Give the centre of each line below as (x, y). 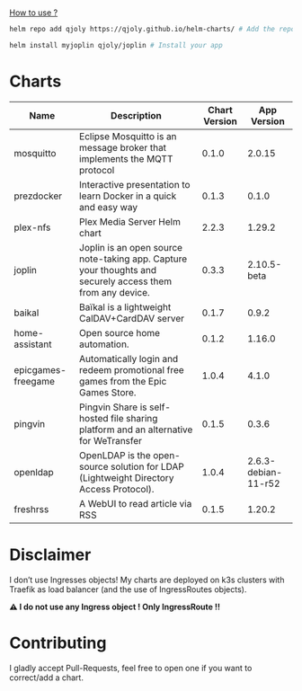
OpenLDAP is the (115, 455)
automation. (104, 344)
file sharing (134, 418)
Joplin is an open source (131, 247)
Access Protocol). (117, 489)
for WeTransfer (111, 440)
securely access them (126, 281)
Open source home (120, 332)
